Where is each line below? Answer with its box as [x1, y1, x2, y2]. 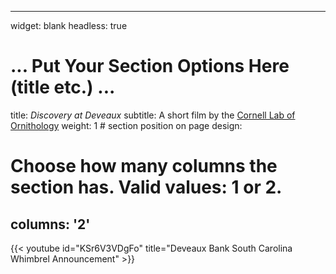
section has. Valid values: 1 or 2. [10, 176, 283, 199]
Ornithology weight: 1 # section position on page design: [10, 119, 243, 131]
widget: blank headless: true [10, 20, 128, 31]
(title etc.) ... [10, 76, 116, 99]
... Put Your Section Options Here [10, 55, 290, 78]
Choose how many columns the [10, 155, 278, 178]
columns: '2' [10, 216, 91, 233]
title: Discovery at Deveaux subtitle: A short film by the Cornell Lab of [10, 109, 296, 121]
